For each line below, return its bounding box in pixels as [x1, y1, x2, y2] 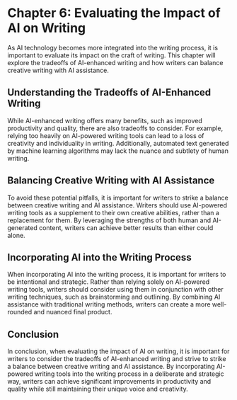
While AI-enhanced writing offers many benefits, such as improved [7, 116, 203, 125]
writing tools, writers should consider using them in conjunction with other [7, 285, 224, 294]
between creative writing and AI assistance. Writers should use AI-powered [7, 200, 228, 210]
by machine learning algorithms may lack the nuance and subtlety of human [7, 147, 229, 155]
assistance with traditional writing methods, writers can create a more [7, 300, 211, 309]
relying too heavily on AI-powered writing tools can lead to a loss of [7, 131, 204, 139]
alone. [7, 231, 26, 239]
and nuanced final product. [33, 308, 112, 316]
